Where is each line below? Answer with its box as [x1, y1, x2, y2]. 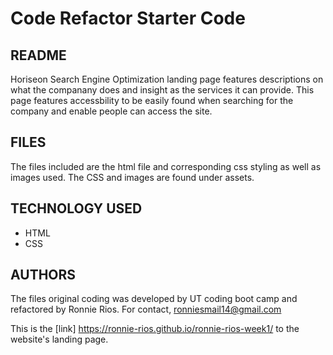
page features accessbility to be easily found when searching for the [10, 95, 294, 106]
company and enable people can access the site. [10, 105, 213, 117]
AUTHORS [10, 267, 77, 284]
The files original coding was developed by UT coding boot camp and [10, 293, 298, 305]
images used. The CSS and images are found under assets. [10, 171, 255, 183]
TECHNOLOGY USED [10, 200, 143, 217]
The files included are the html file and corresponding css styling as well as [10, 160, 322, 172]
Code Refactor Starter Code [10, 7, 246, 30]
